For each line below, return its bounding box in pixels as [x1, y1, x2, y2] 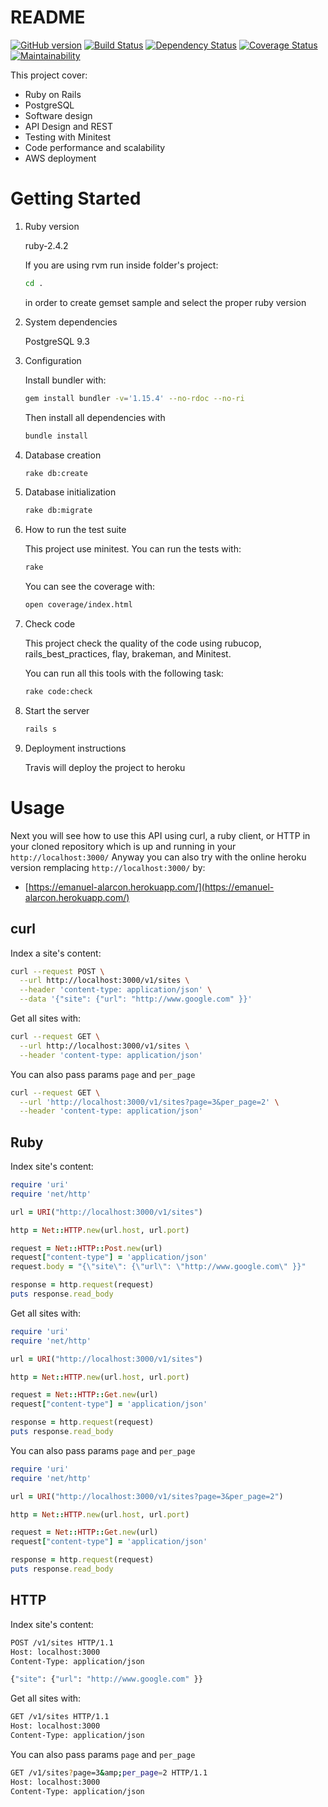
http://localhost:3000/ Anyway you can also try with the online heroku [10, 851, 307, 863]
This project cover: [10, 69, 88, 81]
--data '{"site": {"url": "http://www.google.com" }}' [19, 994, 253, 1005]
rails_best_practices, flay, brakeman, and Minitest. [24, 648, 232, 660]
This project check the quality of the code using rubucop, [24, 637, 262, 649]
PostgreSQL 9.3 [24, 335, 90, 347]
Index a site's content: [10, 947, 102, 959]
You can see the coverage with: [24, 581, 156, 593]
